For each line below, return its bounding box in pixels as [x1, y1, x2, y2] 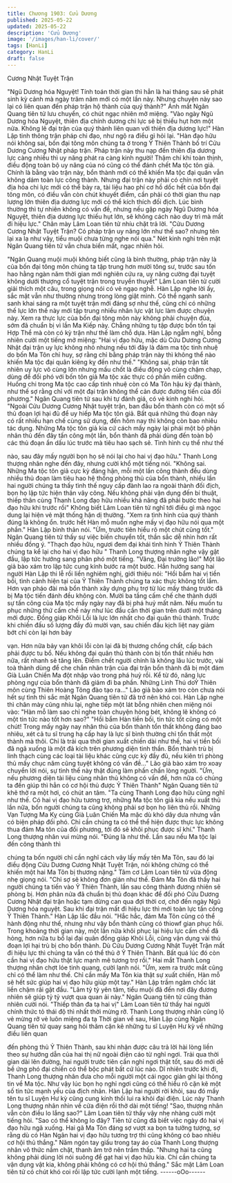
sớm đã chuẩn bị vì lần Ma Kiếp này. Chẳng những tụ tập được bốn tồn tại [7, 321, 216, 329]
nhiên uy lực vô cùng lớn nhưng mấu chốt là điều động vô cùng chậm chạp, [7, 365, 222, 373]
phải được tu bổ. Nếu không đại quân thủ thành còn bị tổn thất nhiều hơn [7, 649, 214, 657]
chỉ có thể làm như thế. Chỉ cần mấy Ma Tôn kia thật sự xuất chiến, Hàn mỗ [7, 970, 220, 978]
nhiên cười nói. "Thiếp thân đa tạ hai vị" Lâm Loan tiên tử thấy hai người [7, 1000, 211, 1008]
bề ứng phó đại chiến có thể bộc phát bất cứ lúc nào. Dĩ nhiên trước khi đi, [7, 1065, 219, 1073]
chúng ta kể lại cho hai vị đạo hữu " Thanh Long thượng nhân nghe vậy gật [7, 547, 220, 556]
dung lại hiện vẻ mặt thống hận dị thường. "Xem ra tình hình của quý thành [7, 511, 219, 519]
